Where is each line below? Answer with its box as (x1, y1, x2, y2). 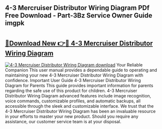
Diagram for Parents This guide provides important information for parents (5, 82, 154, 88)
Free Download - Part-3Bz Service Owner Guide (5, 12, 153, 20)
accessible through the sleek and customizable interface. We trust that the (5, 103, 154, 109)
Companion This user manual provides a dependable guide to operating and (5, 67, 158, 73)
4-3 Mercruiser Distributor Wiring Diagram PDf (5, 4, 150, 12)
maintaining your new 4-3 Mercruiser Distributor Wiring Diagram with (5, 72, 144, 78)
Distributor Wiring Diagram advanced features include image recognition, (5, 93, 151, 98)
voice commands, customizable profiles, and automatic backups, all (5, 98, 141, 104)
